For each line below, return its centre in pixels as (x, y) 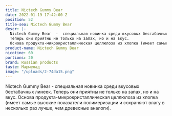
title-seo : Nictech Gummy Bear (39, 24)
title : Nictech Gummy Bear (34, 10)
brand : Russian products (32, 62)
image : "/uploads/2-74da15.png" (40, 72)
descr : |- (16, 29)
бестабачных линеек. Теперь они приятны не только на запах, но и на (82, 92)
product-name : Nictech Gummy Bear (42, 48)
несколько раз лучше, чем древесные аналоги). (58, 108)
